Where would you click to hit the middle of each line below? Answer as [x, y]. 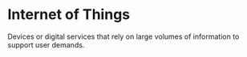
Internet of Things [69, 15]
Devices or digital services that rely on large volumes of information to [123, 36]
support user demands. [46, 44]
